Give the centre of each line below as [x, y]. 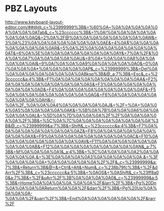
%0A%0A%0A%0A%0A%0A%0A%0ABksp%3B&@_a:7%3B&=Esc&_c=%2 [81, 74]
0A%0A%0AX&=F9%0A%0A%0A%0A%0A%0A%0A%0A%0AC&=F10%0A [82, 136]
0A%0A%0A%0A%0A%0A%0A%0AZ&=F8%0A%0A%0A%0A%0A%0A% [81, 131]
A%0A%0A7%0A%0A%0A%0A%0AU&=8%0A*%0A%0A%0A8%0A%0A [80, 58]
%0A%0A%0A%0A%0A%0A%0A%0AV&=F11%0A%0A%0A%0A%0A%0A [81, 141]
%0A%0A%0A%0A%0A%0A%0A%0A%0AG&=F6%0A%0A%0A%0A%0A [81, 95]
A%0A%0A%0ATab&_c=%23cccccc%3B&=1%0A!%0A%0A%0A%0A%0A [81, 32]
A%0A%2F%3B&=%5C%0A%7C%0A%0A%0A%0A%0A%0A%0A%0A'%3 [82, 121]
